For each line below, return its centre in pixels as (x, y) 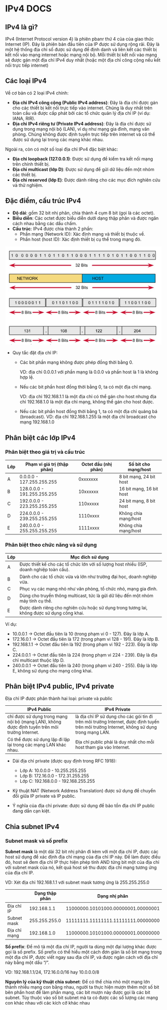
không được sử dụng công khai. (52, 613)
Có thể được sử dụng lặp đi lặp (39, 739)
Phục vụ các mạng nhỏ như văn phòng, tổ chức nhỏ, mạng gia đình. (88, 589)
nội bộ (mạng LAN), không (34, 722)
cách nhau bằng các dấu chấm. (45, 223)
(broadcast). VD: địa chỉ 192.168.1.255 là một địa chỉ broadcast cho (88, 417)
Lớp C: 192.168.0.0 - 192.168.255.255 (57, 781)
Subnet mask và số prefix (37, 841)
